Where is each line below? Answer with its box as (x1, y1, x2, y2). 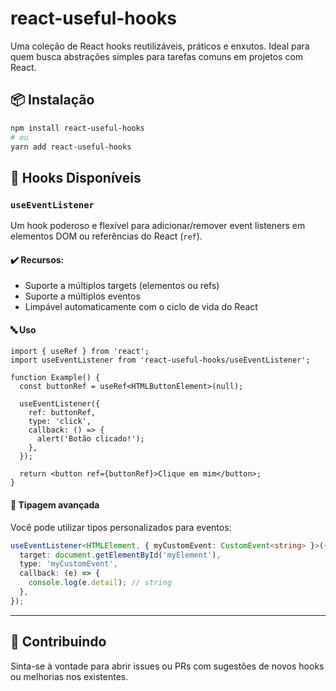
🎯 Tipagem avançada (10, 499, 100, 511)
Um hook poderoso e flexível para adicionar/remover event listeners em (10, 220, 306, 232)
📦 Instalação (10, 92, 95, 109)
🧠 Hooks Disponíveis (10, 169, 142, 186)
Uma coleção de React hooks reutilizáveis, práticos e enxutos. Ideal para (10, 40, 310, 52)
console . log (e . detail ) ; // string (28, 578, 172, 588)
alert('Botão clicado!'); (36, 434, 145, 444)
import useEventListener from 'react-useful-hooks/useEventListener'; (10, 355, 311, 366)
